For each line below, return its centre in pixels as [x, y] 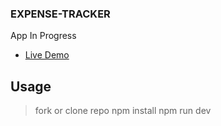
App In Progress [43, 36]
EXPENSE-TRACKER [60, 14]
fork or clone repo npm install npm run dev [123, 111]
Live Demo [47, 55]
